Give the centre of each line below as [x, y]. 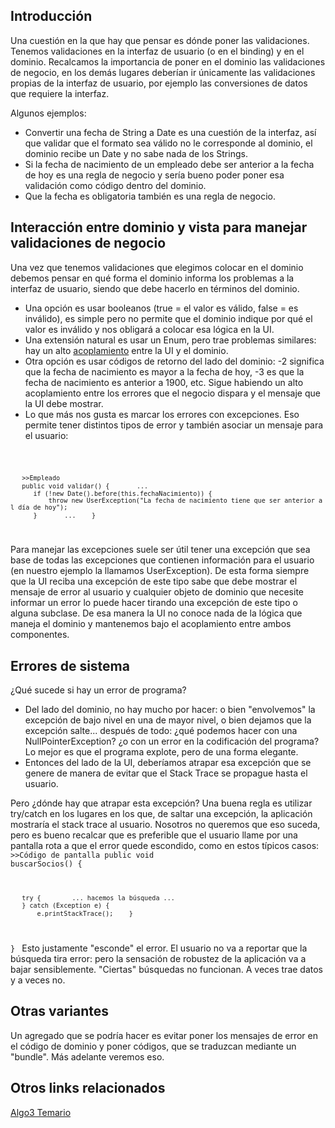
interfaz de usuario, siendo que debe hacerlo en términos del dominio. [155, 288]
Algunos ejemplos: [48, 113]
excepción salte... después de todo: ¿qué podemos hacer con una [161, 731]
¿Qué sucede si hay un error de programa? [98, 690]
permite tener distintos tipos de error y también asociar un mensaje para [174, 425]
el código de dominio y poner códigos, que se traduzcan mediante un [153, 1046]
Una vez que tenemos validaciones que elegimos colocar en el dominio [157, 267]
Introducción [51, 16]
